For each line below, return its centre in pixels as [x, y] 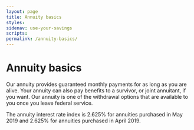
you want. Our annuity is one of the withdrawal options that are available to [97, 96]
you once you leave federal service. [50, 103]
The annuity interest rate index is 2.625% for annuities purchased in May [94, 114]
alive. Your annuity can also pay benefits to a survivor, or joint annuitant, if [96, 90]
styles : [16, 22]
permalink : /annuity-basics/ [42, 39]
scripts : [17, 34]
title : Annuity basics [34, 17]
